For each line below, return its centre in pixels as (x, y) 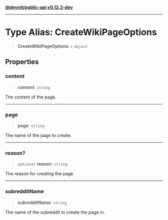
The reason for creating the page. (40, 174)
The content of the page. (31, 97)
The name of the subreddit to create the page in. (55, 212)
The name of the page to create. (38, 135)
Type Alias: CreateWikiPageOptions (81, 32)
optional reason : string (42, 164)
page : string (31, 126)
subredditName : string (42, 202)
